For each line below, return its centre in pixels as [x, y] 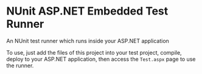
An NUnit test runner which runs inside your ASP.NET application [88, 41]
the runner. [20, 66]
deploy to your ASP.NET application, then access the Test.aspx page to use [101, 59]
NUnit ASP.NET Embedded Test [87, 11]
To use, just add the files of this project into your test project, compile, [94, 52]
